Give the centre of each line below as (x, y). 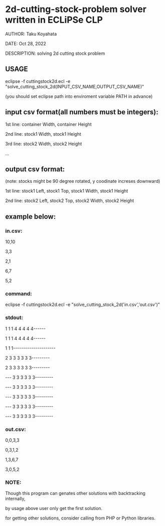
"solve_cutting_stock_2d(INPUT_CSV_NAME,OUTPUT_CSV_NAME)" (75, 86)
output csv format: (35, 169)
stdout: (14, 318)
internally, (16, 499)
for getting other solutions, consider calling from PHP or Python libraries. (80, 518)
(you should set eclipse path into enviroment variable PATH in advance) (79, 96)
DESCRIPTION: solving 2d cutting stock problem (55, 53)
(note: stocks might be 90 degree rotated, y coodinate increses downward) (83, 181)
